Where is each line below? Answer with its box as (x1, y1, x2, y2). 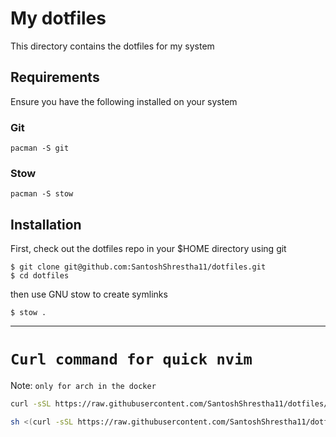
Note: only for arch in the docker (10, 380, 157, 392)
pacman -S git (10, 143, 70, 154)
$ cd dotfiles (10, 271, 70, 281)
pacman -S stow (10, 189, 74, 199)
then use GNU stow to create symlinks (10, 288, 168, 301)
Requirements (10, 69, 100, 86)
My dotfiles (10, 7, 107, 30)
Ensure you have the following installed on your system (10, 95, 238, 107)
